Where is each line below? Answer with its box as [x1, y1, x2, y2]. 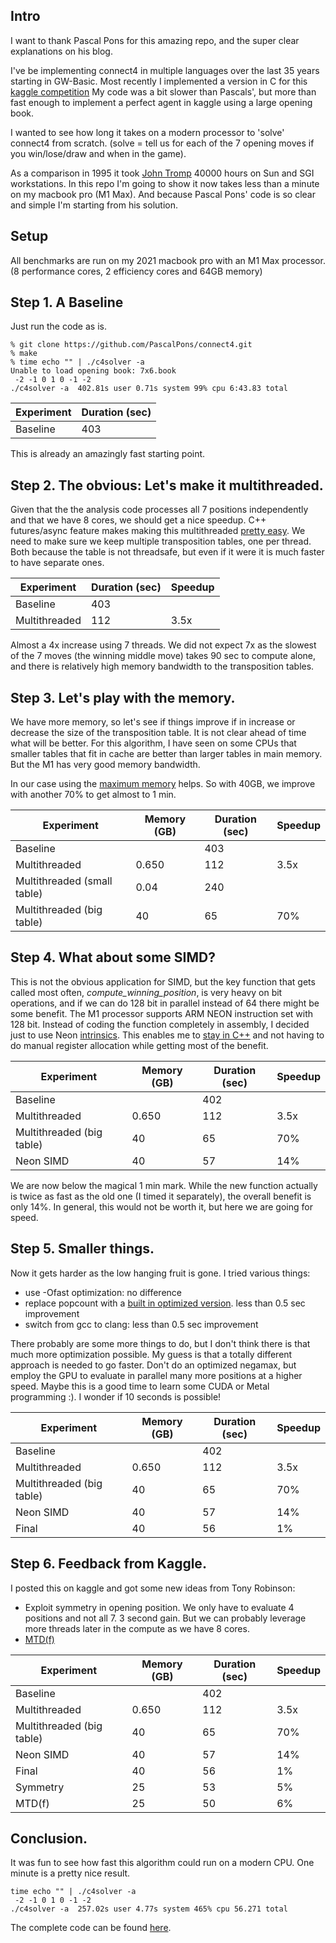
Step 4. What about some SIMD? [10, 949, 216, 966]
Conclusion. [10, 1830, 88, 1847]
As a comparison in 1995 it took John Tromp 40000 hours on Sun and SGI [10, 167, 315, 179]
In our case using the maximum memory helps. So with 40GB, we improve [10, 778, 316, 790]
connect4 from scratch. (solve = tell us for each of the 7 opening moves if [10, 137, 315, 149]
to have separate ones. [10, 557, 105, 569]
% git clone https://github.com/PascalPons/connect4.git [10, 340, 253, 350]
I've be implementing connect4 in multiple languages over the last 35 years [10, 64, 320, 76]
